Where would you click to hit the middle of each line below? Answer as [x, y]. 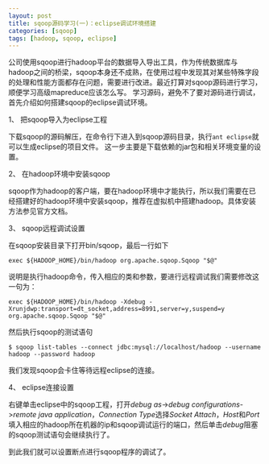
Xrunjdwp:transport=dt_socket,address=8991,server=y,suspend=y [117, 309]
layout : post [30, 16]
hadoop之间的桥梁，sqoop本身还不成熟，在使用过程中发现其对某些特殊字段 [134, 72]
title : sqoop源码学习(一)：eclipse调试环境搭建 [83, 23]
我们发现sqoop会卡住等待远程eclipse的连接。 [84, 371]
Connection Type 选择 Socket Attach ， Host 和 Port [179, 415]
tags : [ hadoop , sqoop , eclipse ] [62, 38]
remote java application [53, 415]
